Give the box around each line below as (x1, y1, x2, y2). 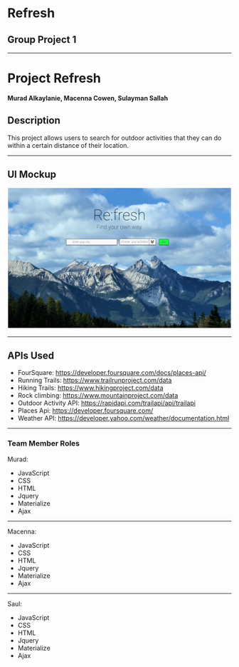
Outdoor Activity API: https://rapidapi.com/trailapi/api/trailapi (17, 398, 196, 408)
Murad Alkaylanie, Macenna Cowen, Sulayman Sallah (7, 94, 169, 102)
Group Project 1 (7, 34, 77, 46)
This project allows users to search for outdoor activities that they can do (7, 134, 222, 142)
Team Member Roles (7, 438, 80, 448)
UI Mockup (7, 169, 57, 181)
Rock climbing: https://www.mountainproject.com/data (17, 391, 179, 400)
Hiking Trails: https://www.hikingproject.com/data (17, 383, 164, 392)
